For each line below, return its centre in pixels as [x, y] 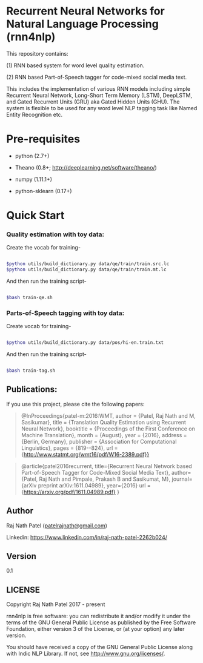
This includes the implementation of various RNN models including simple [98, 88]
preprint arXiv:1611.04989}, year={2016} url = [95, 485]
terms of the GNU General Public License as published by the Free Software [101, 622]
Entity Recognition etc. [35, 114]
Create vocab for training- [39, 326]
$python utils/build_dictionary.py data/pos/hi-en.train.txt [85, 343]
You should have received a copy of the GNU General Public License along [99, 647]
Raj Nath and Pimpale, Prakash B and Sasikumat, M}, [105, 479]
